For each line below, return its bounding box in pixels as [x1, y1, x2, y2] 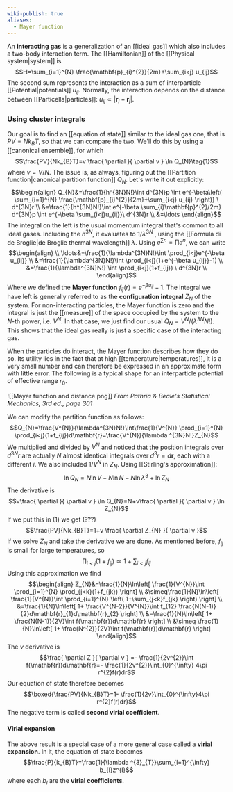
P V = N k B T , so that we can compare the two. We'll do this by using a [7, 137, 204, 147]
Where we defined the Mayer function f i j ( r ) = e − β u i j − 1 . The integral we [7, 282, 212, 293]
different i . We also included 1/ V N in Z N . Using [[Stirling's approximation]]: [7, 458, 217, 470]
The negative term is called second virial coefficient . [7, 709, 160, 717]
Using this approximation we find [7, 569, 102, 578]
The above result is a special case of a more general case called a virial [7, 740, 213, 748]
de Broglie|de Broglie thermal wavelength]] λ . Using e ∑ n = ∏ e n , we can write [7, 237, 226, 247]
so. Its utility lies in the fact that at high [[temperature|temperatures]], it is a [7, 354, 222, 362]
